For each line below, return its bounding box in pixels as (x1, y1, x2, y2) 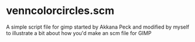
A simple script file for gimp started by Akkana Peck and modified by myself (6, 23, 190, 30)
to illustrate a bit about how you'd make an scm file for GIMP (6, 29, 152, 36)
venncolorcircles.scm (6, 4, 115, 17)
